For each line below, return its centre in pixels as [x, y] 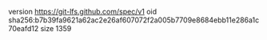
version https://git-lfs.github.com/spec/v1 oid [83, 12]
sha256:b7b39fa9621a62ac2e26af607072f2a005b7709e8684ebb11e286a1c [134, 20]
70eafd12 [24, 28]
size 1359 [56, 28]
